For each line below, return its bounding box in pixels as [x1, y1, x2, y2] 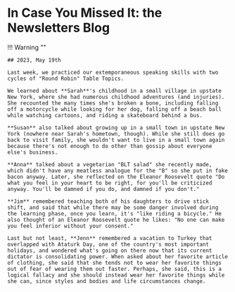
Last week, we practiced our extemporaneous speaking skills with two [7, 69, 219, 76]
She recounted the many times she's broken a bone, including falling [7, 100, 219, 107]
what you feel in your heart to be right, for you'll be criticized [7, 179, 212, 187]
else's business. [7, 149, 58, 156]
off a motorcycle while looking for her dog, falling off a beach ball [7, 105, 222, 113]
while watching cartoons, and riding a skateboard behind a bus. [7, 112, 203, 119]
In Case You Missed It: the [7, 5, 163, 21]
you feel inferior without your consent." [7, 223, 134, 230]
